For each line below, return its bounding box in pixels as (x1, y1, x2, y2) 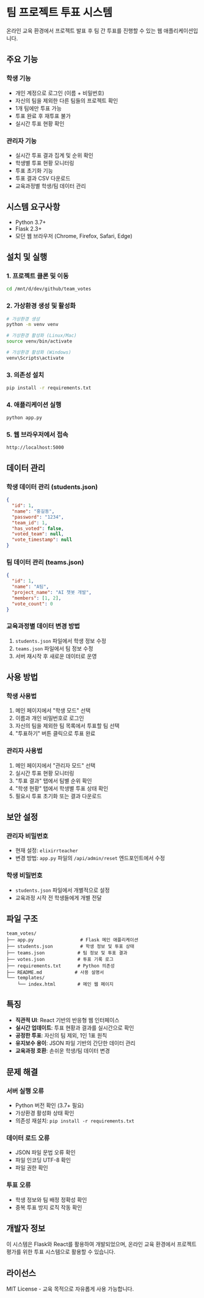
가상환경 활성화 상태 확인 (15, 1110, 75, 1117)
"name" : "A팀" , (12, 584, 49, 590)
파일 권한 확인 (15, 1164, 48, 1171)
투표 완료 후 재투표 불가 (15, 112, 71, 119)
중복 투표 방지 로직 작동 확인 (15, 1203, 82, 1211)
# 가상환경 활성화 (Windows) (6, 349, 71, 355)
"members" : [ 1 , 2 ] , (12, 595, 62, 601)
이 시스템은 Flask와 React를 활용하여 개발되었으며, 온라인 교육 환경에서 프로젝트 (6, 1241, 197, 1248)
